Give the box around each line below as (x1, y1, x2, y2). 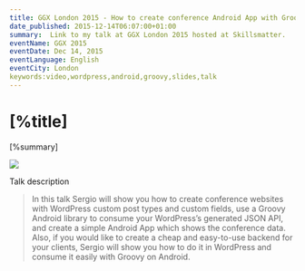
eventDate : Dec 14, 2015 (9, 47, 103, 56)
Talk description (9, 176, 70, 187)
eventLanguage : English (9, 55, 100, 64)
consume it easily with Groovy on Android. (31, 251, 191, 262)
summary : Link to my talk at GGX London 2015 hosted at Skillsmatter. (9, 30, 286, 39)
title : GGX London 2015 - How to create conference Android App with (9, 13, 279, 23)
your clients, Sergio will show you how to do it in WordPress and (31, 241, 272, 252)
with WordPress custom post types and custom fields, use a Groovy (31, 203, 286, 214)
